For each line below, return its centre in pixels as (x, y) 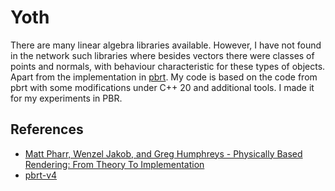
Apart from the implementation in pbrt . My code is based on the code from (164, 77)
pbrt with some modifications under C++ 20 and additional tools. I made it (162, 87)
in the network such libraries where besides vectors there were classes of (162, 55)
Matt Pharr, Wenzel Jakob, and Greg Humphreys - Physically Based (163, 153)
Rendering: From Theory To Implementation (114, 164)
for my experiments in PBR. (66, 98)
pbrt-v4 (41, 175)
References (47, 129)
